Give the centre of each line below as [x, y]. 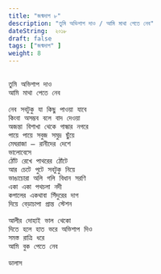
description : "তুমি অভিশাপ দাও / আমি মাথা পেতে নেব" [81, 23]
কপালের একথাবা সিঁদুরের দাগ [43, 195]
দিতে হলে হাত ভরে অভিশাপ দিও [50, 229]
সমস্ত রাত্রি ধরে [27, 238]
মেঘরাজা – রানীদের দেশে [39, 143]
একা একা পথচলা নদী [35, 187]
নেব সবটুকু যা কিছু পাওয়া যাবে [47, 110]
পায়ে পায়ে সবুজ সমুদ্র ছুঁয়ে [41, 135]
